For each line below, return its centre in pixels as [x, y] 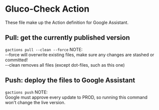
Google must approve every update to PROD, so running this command [76, 97]
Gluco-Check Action [47, 9]
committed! [17, 60]
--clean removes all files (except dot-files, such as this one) [65, 65]
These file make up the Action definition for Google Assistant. [67, 22]
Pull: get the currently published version [68, 38]
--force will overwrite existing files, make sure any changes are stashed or [80, 55]
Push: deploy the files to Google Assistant [70, 81]
